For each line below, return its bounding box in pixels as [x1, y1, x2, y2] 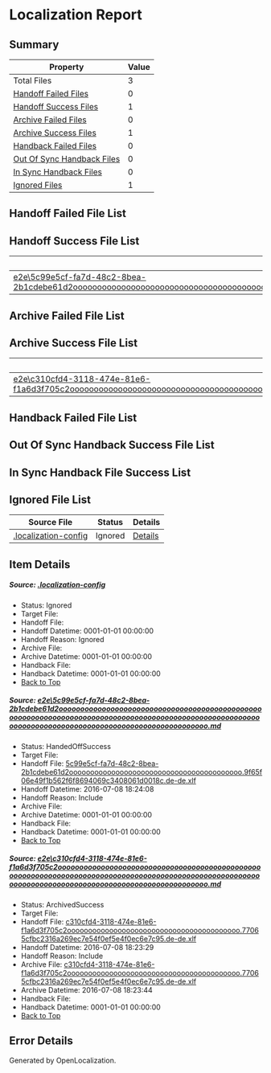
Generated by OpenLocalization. [9, 1055, 117, 1065]
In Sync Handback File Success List [9, 465, 191, 479]
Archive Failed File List [9, 309, 125, 322]
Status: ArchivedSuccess [20, 899, 105, 909]
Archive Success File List [9, 336, 138, 350]
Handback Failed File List [9, 411, 138, 424]
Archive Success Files [13, 127, 97, 138]
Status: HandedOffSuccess [20, 741, 112, 751]
